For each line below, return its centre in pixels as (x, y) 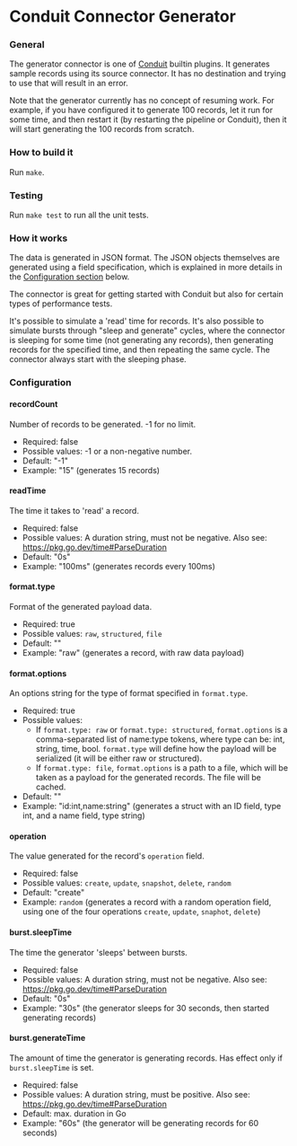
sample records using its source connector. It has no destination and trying (148, 74)
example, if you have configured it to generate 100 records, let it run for (141, 110)
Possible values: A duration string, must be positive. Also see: (136, 1094)
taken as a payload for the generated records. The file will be (148, 778)
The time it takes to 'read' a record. (74, 510)
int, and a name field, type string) (83, 815)
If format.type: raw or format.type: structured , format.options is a (162, 730)
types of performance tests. (61, 304)
